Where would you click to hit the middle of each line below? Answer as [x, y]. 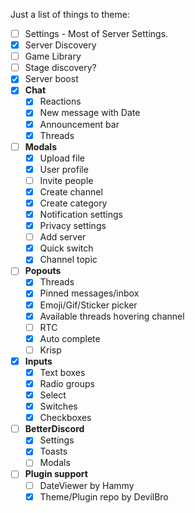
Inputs [38, 361]
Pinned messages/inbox [89, 293]
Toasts [53, 451]
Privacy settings [73, 226]
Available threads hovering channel [112, 316]
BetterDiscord [54, 429]
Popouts [43, 271]
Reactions [60, 101]
